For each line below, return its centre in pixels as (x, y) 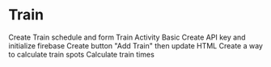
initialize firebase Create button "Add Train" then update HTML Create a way (135, 45)
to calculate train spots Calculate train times (82, 54)
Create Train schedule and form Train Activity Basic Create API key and (127, 37)
